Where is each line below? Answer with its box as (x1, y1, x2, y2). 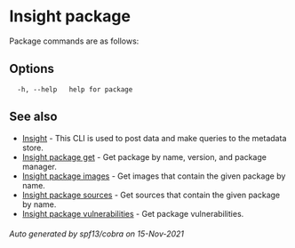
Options (9, 61, 55, 76)
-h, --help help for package (17, 84, 133, 94)
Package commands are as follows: (9, 36, 140, 46)
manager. (21, 161, 58, 172)
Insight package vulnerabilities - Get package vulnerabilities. (21, 208, 244, 219)
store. (21, 142, 44, 153)
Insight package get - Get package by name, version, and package (21, 151, 267, 162)
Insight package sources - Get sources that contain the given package (21, 189, 281, 200)
